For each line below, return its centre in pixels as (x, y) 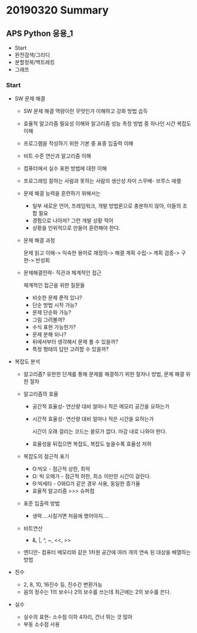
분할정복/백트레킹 (34, 62)
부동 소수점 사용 (41, 624)
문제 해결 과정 (39, 240)
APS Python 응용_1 (40, 33)
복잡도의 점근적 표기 (46, 457)
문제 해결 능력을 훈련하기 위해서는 (62, 193)
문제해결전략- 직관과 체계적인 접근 (62, 273)
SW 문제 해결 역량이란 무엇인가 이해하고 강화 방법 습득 (86, 111)
